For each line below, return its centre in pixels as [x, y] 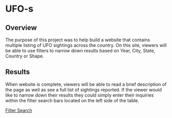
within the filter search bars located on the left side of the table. [72, 100]
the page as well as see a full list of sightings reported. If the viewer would [84, 90]
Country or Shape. [25, 56]
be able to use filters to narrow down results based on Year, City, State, [80, 51]
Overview [21, 28]
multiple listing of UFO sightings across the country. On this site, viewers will [86, 45]
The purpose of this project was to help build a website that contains [78, 40]
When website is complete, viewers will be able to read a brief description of [86, 84]
